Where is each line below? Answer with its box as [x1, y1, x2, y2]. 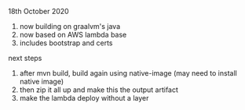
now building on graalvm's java [19, 22, 120, 30]
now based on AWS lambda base [19, 30, 127, 39]
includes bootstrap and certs [19, 38, 113, 48]
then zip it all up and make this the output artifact [19, 85, 179, 94]
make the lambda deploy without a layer [19, 94, 149, 102]
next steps [8, 54, 42, 62]
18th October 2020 [8, 7, 69, 16]
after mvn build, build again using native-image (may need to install [19, 69, 237, 77]
